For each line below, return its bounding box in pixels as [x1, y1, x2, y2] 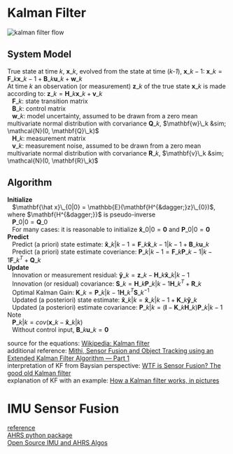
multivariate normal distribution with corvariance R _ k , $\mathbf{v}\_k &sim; [7, 149, 224, 157]
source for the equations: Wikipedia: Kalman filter [7, 338, 150, 348]
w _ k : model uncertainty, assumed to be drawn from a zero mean [11, 111, 198, 120]
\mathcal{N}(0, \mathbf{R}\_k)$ [7, 156, 99, 165]
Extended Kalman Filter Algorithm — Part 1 [7, 354, 129, 362]
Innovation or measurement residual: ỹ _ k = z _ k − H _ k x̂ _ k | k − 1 [11, 271, 190, 280]
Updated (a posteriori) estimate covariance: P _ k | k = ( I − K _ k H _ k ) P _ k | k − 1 [11, 303, 223, 311]
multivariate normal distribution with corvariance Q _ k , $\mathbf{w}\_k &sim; [7, 119, 226, 128]
